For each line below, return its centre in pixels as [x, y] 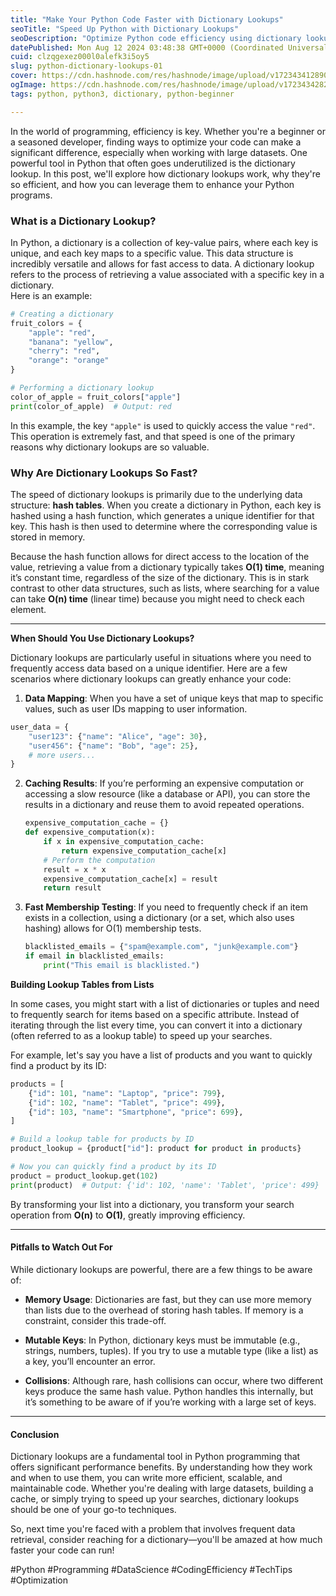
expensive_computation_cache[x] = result [130, 879]
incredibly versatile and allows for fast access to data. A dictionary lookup [162, 263]
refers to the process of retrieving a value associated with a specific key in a [167, 274]
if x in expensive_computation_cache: [124, 842]
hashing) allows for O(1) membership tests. [113, 928]
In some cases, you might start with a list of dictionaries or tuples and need [165, 1003]
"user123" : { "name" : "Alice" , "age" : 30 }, [118, 736]
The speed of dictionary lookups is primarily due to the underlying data [156, 494]
